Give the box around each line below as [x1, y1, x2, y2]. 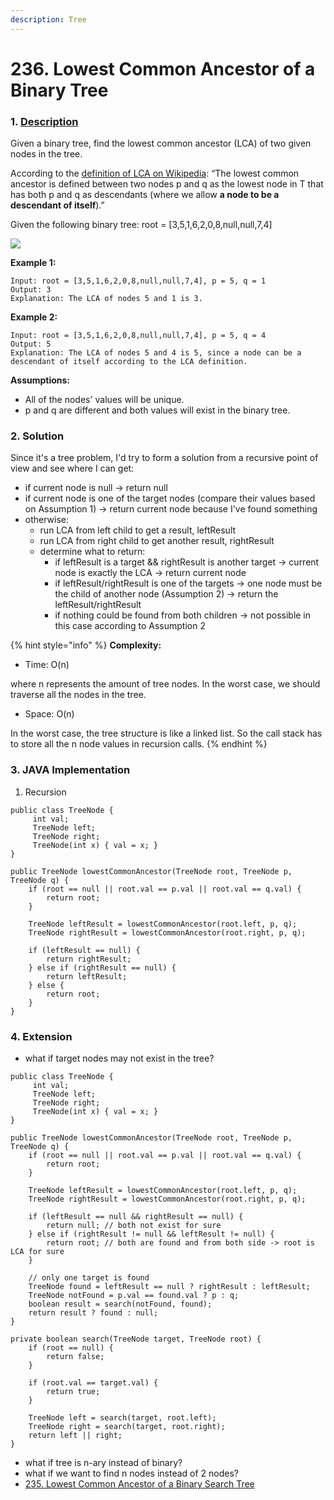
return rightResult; [46, 954, 132, 964]
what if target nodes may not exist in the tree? [24, 1052, 215, 1064]
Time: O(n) [24, 659, 70, 671]
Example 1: [10, 257, 57, 269]
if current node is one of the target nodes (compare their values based [24, 492, 316, 505]
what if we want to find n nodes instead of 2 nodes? [24, 1467, 239, 1479]
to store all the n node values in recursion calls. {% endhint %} [10, 738, 268, 750]
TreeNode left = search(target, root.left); [28, 1413, 217, 1423]
